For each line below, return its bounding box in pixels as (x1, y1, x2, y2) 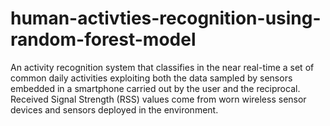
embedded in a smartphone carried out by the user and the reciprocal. (10, 82, 301, 94)
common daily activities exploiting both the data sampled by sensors (10, 72, 293, 84)
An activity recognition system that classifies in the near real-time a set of (10, 61, 315, 73)
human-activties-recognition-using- (10, 7, 322, 30)
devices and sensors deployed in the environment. (10, 103, 219, 116)
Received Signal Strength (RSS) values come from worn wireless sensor (10, 93, 307, 105)
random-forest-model (10, 28, 197, 51)
